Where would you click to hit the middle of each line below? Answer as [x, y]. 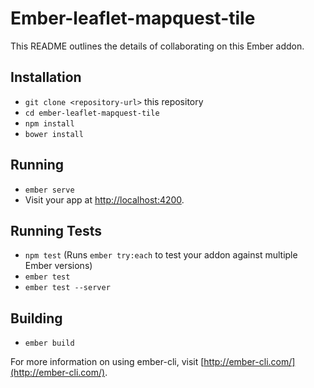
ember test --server [67, 288]
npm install [49, 123]
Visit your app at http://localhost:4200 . [104, 199]
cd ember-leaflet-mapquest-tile [92, 113]
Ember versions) [58, 266]
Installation [46, 77]
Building [36, 318]
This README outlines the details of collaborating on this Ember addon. [157, 46]
